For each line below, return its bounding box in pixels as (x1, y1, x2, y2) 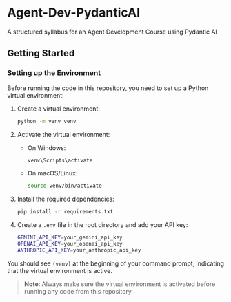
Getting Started (7, 47, 75, 59)
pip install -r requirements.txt (17, 208, 114, 215)
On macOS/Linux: (27, 169, 78, 177)
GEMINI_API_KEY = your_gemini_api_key (17, 234, 123, 241)
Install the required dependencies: (17, 195, 115, 204)
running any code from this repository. (23, 287, 133, 295)
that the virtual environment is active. (7, 266, 112, 274)
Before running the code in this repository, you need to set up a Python (7, 84, 209, 92)
